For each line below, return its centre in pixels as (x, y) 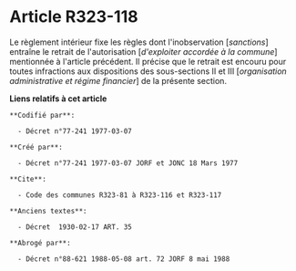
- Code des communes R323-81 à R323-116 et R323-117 (120, 195)
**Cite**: (28, 179)
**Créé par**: (36, 147)
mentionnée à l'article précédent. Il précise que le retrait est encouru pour (148, 61)
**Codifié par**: (42, 115)
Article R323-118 (74, 17)
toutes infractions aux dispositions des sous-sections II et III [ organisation (148, 71)
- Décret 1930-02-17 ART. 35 (75, 227)
